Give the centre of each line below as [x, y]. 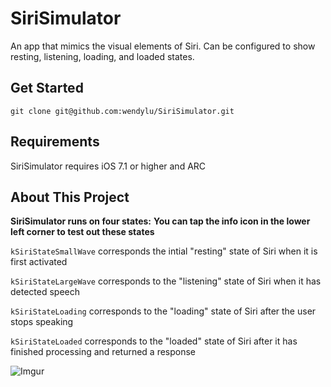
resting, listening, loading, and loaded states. [102, 56]
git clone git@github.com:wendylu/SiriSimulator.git [122, 111]
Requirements [55, 142]
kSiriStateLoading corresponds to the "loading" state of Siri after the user [163, 311]
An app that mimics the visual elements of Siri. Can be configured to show [163, 46]
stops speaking [42, 322]
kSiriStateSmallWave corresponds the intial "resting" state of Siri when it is [164, 251]
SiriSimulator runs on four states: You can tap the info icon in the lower [160, 221]
